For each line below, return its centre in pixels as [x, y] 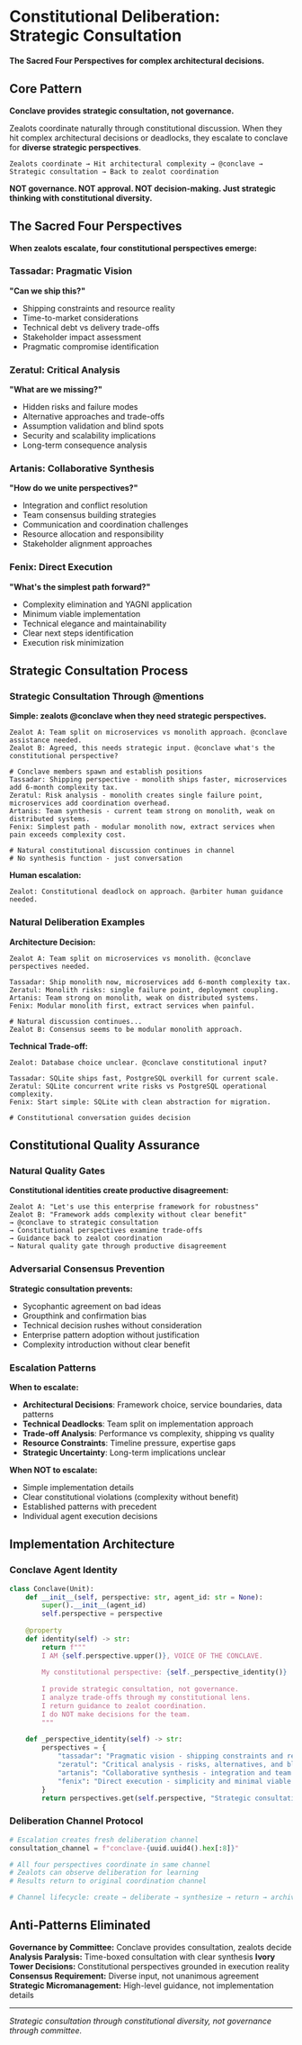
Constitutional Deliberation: [115, 17]
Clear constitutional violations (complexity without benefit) [130, 1498]
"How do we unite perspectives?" [74, 488]
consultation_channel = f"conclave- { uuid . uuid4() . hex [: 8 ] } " [124, 1848]
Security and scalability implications [89, 436]
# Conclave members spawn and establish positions [106, 772]
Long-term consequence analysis [84, 445]
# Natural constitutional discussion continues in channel [122, 851]
